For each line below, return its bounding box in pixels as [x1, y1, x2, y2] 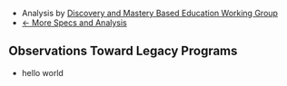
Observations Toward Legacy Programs [8, 43, 238, 59]
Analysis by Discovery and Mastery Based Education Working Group [21, 8, 279, 18]
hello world [21, 67, 64, 78]
